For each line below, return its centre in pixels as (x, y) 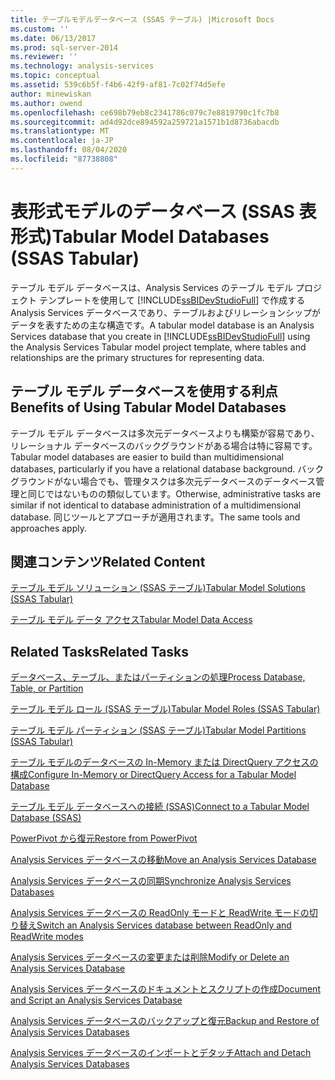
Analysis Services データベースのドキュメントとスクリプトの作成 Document (165, 989)
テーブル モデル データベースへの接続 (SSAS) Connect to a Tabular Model (160, 807)
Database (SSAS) (46, 818)
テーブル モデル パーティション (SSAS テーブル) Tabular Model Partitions (158, 730)
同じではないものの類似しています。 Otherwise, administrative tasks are (174, 493)
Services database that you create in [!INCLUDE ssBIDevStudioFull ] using (160, 336)
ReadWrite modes (47, 937)
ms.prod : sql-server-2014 (64, 47)
